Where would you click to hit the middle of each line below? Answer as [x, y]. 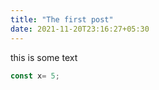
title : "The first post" [62, 19]
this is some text [44, 57]
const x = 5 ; [35, 76]
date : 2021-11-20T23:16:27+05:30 [80, 29]
